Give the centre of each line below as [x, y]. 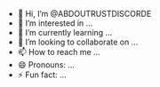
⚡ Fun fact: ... [42, 75]
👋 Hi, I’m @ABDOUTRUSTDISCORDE [84, 14]
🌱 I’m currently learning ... [65, 32]
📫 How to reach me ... [59, 52]
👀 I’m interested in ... [55, 23]
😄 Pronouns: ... [46, 65]
